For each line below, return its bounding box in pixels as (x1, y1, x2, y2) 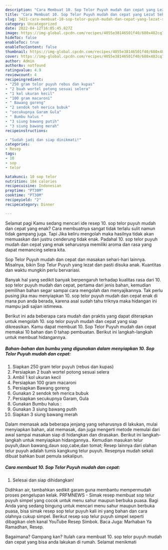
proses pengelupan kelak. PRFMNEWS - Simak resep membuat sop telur (5, 492, 155, 498)
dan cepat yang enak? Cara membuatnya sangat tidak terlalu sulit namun (5, 225, 155, 231)
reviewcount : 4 (5, 72, 37, 77)
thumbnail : (5, 49, 28, 54)
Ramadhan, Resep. (5, 523, 44, 530)
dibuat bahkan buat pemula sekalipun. (5, 453, 84, 459)
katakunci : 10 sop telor (5, 174, 57, 179)
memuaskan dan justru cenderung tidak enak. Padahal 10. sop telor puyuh (5, 236, 158, 242)
